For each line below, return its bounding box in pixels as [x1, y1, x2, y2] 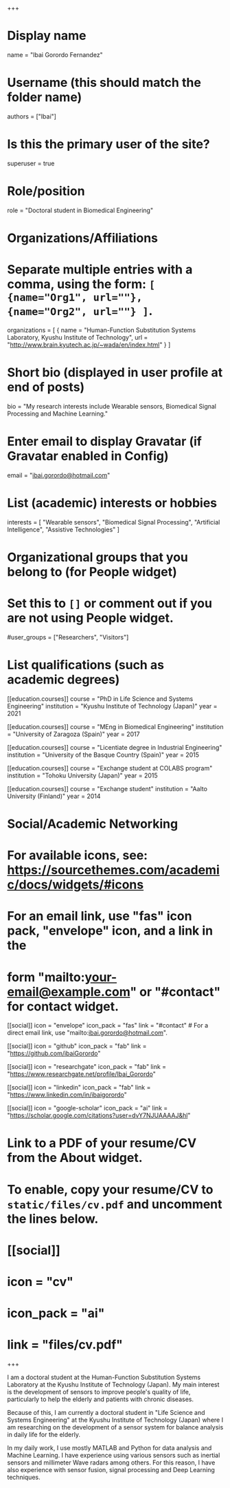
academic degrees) [7, 672, 120, 687]
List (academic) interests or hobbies [7, 495, 218, 511]
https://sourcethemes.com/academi [7, 862, 220, 878]
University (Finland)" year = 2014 [7, 792, 101, 800]
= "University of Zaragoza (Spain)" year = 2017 [7, 730, 140, 738]
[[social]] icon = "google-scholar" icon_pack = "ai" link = [7, 1104, 168, 1112]
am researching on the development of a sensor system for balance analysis [7, 1423, 224, 1431]
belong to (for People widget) [7, 564, 177, 580]
